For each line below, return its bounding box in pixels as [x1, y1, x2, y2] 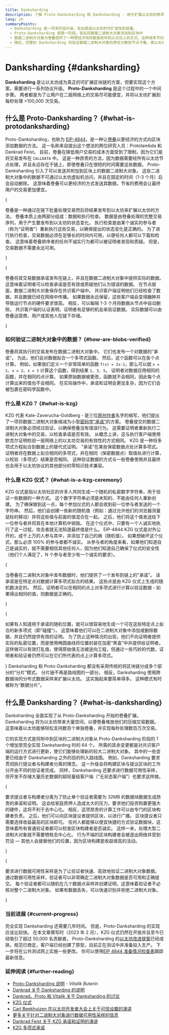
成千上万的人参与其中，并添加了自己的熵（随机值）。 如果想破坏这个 [18, 533, 158, 539]
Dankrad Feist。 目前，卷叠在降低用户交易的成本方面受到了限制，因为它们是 [5, 149, 163, 155]
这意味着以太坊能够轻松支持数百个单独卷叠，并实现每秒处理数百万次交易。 [5, 725, 159, 731]
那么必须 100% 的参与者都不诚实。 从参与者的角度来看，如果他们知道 [14, 539, 157, 545]
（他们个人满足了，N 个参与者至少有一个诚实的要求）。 [5, 552, 118, 558]
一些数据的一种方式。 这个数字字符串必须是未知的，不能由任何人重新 [9, 495, 152, 501]
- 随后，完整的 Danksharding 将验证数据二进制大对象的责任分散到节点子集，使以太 [10, 40, 162, 45]
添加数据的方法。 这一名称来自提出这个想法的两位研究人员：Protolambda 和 [5, 142, 162, 148]
